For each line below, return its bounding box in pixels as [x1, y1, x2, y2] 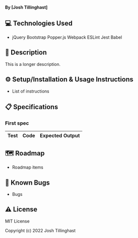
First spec [5, 120, 29, 127]
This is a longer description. [5, 61, 61, 67]
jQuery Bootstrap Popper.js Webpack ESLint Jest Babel [12, 34, 123, 40]
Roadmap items [12, 164, 44, 170]
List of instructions [12, 88, 49, 94]
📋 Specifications [5, 103, 58, 111]
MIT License [5, 218, 30, 224]
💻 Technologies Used [5, 19, 73, 27]
